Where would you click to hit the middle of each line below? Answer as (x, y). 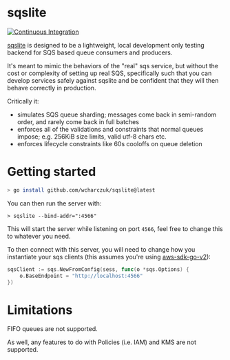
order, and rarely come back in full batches (78, 121)
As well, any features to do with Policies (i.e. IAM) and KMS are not (102, 342)
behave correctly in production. (52, 88)
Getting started (52, 172)
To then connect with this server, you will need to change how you (101, 249)
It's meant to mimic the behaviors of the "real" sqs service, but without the (113, 66)
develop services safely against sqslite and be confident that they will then (113, 80)
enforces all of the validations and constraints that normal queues (110, 129)
